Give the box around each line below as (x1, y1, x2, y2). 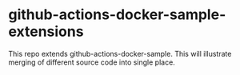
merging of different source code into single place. (8, 57, 176, 67)
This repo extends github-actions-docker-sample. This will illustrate (8, 49, 232, 58)
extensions (8, 22, 84, 41)
